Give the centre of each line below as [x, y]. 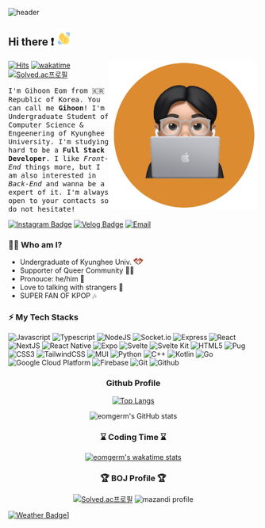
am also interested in [52, 175]
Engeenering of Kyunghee [56, 133]
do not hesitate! [42, 209]
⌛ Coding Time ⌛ [133, 437]
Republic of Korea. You [54, 99]
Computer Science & [46, 124]
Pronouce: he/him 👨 [52, 279]
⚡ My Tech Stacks [44, 317]
